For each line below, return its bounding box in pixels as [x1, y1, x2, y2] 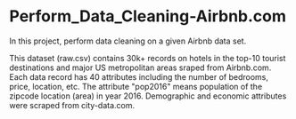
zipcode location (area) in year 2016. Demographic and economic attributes [9, 91, 287, 101]
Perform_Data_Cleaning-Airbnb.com [9, 6, 287, 27]
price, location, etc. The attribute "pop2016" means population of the [9, 81, 263, 91]
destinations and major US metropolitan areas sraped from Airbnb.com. [9, 62, 272, 73]
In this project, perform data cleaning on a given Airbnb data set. [9, 36, 247, 46]
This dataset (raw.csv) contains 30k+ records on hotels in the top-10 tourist [9, 52, 286, 63]
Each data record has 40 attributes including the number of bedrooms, [9, 71, 269, 82]
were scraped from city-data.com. [9, 99, 136, 110]
